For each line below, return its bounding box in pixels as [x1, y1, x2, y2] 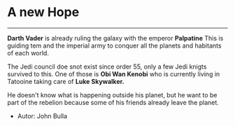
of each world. [7, 48, 49, 57]
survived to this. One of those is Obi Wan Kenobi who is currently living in [7, 69, 220, 78]
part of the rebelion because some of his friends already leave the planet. [7, 98, 219, 106]
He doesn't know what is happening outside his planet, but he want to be [7, 90, 218, 99]
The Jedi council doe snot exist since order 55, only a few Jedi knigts [7, 62, 207, 71]
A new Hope [7, 4, 80, 20]
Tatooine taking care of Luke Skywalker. [7, 77, 124, 85]
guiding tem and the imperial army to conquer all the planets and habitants [7, 41, 222, 50]
